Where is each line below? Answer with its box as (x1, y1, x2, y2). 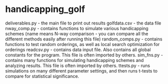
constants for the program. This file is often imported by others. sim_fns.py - (5, 51, 163, 58)
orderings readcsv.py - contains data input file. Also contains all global (5, 46, 151, 52)
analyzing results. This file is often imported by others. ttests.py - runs (5, 62, 150, 68)
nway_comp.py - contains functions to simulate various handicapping (5, 25, 149, 31)
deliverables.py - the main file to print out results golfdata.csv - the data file (5, 20, 161, 26)
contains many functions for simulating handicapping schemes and (5, 57, 144, 63)
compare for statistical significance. (5, 73, 79, 79)
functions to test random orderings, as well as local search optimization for (5, 41, 160, 47)
